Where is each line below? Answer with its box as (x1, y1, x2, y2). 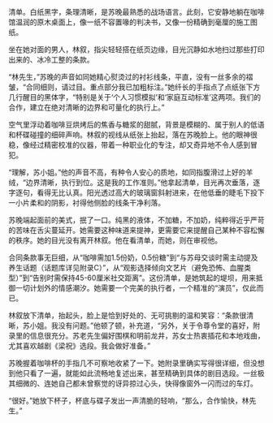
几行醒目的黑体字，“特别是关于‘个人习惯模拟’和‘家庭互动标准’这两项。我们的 (8, 93, 262, 101)
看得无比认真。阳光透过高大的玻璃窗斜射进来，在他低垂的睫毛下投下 (36, 188, 265, 197)
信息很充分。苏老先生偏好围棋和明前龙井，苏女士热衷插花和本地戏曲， (29, 331, 265, 340)
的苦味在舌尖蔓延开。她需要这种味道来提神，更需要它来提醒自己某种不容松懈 (8, 226, 265, 235)
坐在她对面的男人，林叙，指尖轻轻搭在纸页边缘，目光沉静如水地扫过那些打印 (8, 45, 265, 54)
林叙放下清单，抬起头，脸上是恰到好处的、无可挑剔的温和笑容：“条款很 (8, 311, 247, 320)
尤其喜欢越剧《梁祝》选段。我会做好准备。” (8, 341, 151, 351)
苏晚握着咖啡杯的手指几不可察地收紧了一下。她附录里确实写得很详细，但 (8, 358, 250, 368)
